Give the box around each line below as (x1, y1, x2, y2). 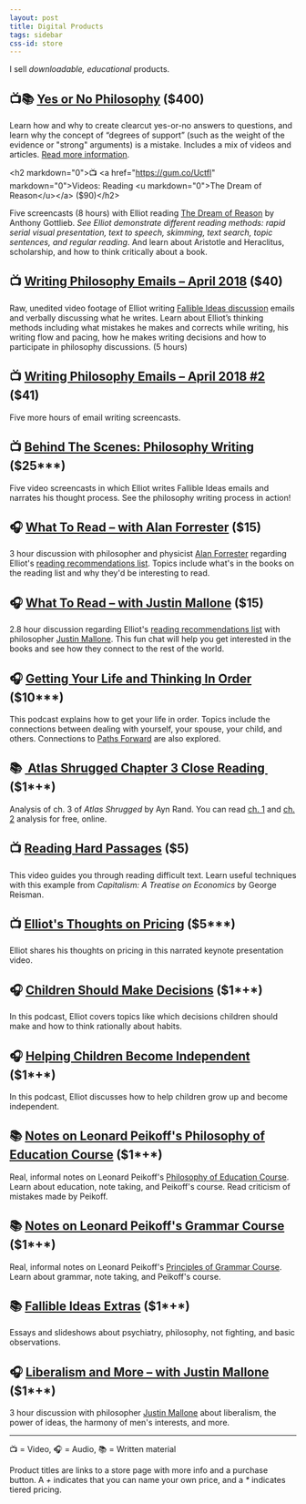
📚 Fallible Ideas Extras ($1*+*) (9, 1299, 190, 1315)
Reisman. (9, 889, 45, 900)
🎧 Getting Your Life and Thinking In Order (9, 670, 252, 686)
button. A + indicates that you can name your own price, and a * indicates (9, 1475, 286, 1486)
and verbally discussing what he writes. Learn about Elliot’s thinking (9, 312, 264, 323)
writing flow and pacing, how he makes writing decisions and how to (9, 332, 267, 343)
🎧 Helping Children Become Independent (9, 1049, 250, 1064)
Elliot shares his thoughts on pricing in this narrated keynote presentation (9, 945, 284, 957)
